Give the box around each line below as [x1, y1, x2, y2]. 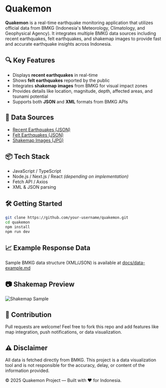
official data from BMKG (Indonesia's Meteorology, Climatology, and [5, 25, 145, 31]
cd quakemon [5, 220, 30, 225]
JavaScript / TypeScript [12, 168, 61, 174]
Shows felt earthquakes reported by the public [12, 77, 110, 83]
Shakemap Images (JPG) [12, 137, 64, 143]
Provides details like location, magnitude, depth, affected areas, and [12, 88, 152, 94]
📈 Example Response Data [5, 244, 91, 252]
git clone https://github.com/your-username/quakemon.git [5, 215, 128, 220]
